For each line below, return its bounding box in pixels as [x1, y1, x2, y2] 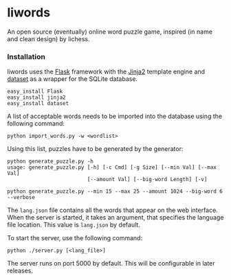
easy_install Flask [7, 88, 63, 95]
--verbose [7, 194, 36, 201]
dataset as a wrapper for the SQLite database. [7, 75, 138, 83]
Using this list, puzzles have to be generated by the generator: [7, 145, 184, 153]
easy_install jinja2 [7, 94, 67, 101]
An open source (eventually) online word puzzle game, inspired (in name [7, 27, 213, 36]
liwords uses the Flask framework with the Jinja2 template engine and [7, 67, 205, 76]
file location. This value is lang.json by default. [7, 221, 141, 229]
